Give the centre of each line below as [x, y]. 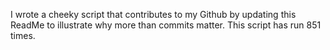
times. [23, 35]
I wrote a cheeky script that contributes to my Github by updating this [153, 14]
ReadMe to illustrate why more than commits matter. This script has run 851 [166, 25]
